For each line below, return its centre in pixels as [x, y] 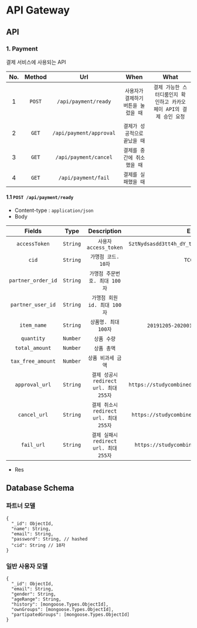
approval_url [33, 385]
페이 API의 [167, 109]
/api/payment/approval [84, 133]
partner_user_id [33, 305]
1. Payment [22, 49]
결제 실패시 [105, 435]
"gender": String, [34, 594]
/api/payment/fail [84, 178]
